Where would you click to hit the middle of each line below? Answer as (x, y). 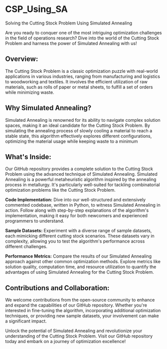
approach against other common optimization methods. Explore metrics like (83, 262)
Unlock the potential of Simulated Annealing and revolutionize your (74, 331)
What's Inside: (28, 157)
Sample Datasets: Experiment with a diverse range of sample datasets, (79, 231)
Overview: (22, 59)
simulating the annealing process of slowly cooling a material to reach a (79, 130)
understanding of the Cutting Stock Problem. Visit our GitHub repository (79, 336)
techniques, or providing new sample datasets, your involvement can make (82, 316)
